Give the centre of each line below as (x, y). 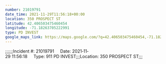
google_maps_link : (24, 37)
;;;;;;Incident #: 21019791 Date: (38, 51)
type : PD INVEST (22, 32)
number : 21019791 (23, 10)
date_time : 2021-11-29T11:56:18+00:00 (45, 14)
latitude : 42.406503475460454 (36, 23)
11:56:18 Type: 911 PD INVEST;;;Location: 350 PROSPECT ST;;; (77, 56)
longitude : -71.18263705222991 (37, 28)
